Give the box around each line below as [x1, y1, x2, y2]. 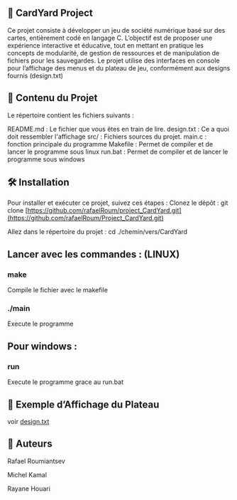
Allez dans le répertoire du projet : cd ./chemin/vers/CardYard [7, 228, 188, 236]
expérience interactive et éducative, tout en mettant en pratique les [7, 41, 204, 50]
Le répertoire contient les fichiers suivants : [7, 111, 135, 119]
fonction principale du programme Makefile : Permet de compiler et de [7, 139, 214, 148]
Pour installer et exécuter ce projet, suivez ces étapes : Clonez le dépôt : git [7, 198, 228, 207]
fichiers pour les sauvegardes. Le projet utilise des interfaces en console [7, 56, 220, 65]
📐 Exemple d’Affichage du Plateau [7, 398, 160, 410]
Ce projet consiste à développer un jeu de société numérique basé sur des [7, 26, 226, 34]
